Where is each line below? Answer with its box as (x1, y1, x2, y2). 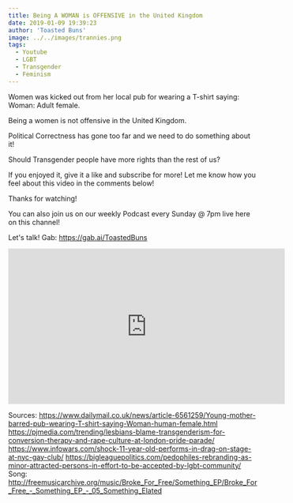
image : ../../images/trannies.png (8, 33, 122, 42)
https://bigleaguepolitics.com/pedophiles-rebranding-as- (65, 452, 252, 462)
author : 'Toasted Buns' (8, 26, 87, 34)
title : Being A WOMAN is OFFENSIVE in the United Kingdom (8, 11, 203, 20)
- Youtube (15, 48, 47, 56)
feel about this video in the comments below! (8, 178, 155, 188)
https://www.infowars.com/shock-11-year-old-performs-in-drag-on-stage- (8, 444, 252, 453)
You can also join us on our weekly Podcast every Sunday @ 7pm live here (8, 208, 250, 218)
